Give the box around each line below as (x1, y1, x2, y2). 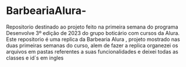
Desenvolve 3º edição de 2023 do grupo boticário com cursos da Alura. (6, 29, 180, 36)
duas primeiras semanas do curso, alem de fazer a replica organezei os (6, 42, 178, 49)
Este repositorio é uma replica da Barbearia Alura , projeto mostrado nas (6, 36, 180, 43)
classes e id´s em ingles (6, 54, 64, 61)
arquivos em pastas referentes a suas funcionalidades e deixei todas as (6, 48, 178, 55)
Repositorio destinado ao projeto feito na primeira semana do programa (6, 23, 178, 30)
